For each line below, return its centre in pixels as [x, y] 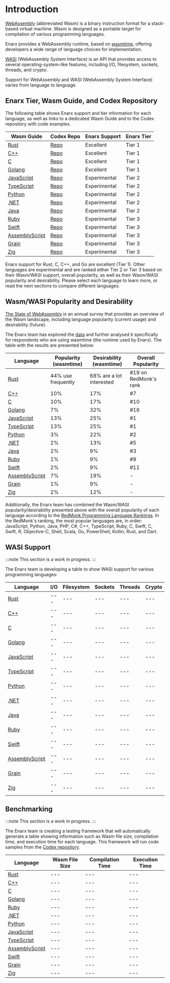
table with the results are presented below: [50, 345]
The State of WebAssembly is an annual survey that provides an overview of [85, 314]
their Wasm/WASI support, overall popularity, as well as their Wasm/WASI [82, 275]
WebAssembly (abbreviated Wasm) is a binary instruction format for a [78, 23]
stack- [158, 23]
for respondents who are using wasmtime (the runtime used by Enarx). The [83, 339]
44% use [61, 375]
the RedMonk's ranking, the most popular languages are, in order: [74, 521]
